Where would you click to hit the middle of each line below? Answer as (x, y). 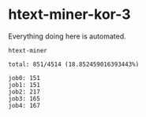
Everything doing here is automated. (67, 36)
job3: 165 (24, 99)
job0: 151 (24, 78)
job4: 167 (24, 105)
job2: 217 (24, 92)
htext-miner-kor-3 (69, 15)
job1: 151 (24, 85)
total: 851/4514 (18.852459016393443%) (74, 64)
